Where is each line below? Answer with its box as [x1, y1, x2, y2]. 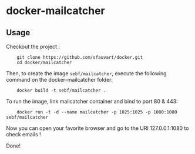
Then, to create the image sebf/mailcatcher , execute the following [6, 70, 167, 77]
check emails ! [6, 131, 41, 138]
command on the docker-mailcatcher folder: [6, 76, 113, 83]
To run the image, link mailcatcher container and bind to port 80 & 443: [6, 98, 178, 105]
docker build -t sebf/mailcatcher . [16, 88, 107, 93]
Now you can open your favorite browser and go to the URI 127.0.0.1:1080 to [6, 125, 189, 132]
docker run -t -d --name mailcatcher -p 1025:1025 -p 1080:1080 [16, 109, 177, 115]
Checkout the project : [6, 43, 60, 50]
